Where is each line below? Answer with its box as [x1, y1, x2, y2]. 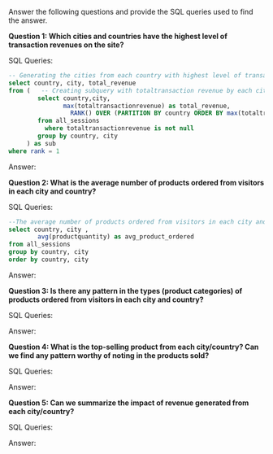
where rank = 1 [8, 146, 60, 155]
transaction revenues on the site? [8, 40, 124, 50]
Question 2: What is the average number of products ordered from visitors [8, 177, 265, 187]
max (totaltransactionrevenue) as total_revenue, [63, 102, 231, 110]
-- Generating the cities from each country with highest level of [8, 72, 242, 80]
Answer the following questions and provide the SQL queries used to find [8, 7, 253, 16]
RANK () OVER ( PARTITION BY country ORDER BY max [70, 109, 238, 117]
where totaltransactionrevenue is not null [44, 124, 195, 133]
